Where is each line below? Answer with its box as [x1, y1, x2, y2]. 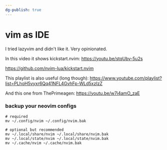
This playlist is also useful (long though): [5, 75, 89, 81]
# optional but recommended [5, 127, 64, 132]
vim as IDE [5, 29, 50, 40]
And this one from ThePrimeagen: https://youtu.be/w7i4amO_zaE [5, 90, 140, 96]
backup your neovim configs [5, 103, 77, 110]
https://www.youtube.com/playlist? [89, 75, 162, 81]
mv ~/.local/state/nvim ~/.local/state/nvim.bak [5, 136, 109, 141]
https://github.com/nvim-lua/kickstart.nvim [5, 65, 94, 71]
